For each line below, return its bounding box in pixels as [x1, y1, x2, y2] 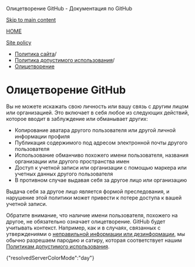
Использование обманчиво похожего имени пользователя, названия [14, 151, 189, 158]
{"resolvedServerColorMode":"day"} [6, 254, 95, 261]
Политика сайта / [14, 50, 57, 58]
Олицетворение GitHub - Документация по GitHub [6, 5, 133, 12]
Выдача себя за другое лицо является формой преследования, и [6, 188, 170, 195]
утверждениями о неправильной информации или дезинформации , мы [6, 230, 186, 237]
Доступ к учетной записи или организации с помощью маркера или [14, 164, 187, 171]
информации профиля [14, 133, 70, 140]
